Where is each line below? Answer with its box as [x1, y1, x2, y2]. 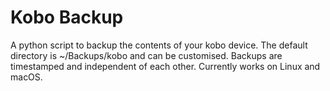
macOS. [10, 71, 43, 83]
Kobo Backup [10, 6, 124, 29]
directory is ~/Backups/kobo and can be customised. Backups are [10, 49, 283, 61]
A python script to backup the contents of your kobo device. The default [10, 39, 308, 51]
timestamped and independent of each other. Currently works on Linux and [10, 60, 321, 72]
